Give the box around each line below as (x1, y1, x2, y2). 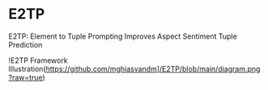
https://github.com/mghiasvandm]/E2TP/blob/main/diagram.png (45, 63, 261, 73)
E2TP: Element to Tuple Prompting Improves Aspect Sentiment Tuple (8, 31, 237, 41)
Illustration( (8, 63, 46, 73)
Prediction (8, 39, 43, 49)
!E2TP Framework (8, 55, 68, 65)
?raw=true (8, 72, 43, 82)
